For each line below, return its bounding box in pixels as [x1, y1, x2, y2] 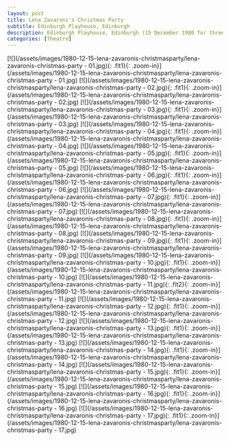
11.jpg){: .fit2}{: [146, 281, 190, 289]
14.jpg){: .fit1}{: [146, 346, 190, 354]
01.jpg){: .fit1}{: [88, 62, 131, 70]
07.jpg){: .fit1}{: [146, 193, 190, 201]
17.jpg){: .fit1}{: [146, 412, 188, 420]
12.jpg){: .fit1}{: [146, 302, 190, 311]
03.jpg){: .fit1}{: [146, 106, 190, 114]
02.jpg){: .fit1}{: [146, 84, 190, 92]
